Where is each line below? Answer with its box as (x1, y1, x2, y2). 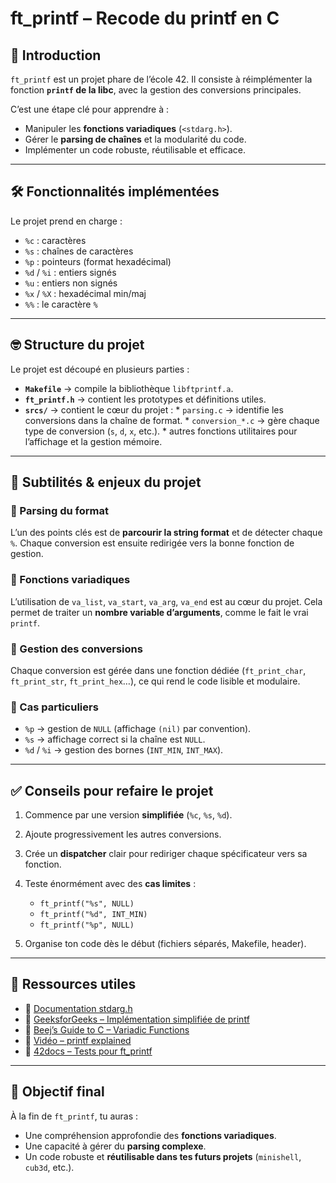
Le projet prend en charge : (10, 215, 123, 227)
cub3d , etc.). (24, 1161, 75, 1173)
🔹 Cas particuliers (10, 700, 99, 714)
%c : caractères (24, 234, 87, 246)
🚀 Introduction (10, 47, 102, 64)
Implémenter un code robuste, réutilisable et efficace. (24, 144, 247, 156)
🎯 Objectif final (10, 1083, 105, 1101)
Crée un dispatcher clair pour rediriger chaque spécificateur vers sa (24, 848, 308, 860)
